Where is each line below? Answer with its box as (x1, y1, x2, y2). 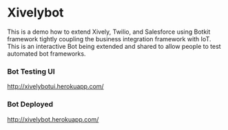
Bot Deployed (7, 100, 54, 109)
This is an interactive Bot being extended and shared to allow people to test (7, 42, 222, 50)
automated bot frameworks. (7, 50, 86, 58)
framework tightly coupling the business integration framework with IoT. (7, 34, 211, 43)
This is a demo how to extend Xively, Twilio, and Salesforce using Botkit (7, 28, 211, 36)
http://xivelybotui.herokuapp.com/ (7, 83, 105, 91)
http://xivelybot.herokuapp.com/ (7, 115, 99, 123)
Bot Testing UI (7, 67, 55, 76)
